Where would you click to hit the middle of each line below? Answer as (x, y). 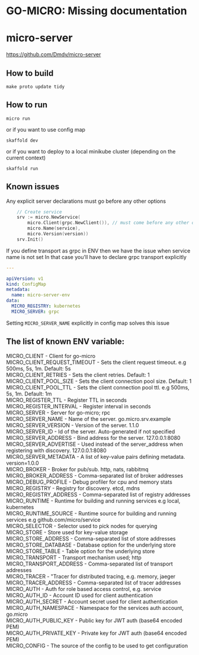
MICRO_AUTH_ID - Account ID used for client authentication (79, 595)
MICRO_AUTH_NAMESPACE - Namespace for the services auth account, (95, 608)
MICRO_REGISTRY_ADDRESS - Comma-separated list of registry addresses (98, 494)
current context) (26, 158)
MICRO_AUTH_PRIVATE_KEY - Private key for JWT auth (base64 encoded (97, 633)
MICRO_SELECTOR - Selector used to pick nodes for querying (82, 526)
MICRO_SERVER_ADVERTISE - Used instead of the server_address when (95, 444)
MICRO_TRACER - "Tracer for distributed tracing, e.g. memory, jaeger (91, 576)
